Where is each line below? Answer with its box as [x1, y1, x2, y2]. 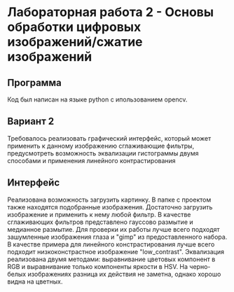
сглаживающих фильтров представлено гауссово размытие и [7, 218, 194, 226]
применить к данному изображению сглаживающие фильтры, [7, 141, 195, 150]
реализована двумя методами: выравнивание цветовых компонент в [7, 255, 216, 263]
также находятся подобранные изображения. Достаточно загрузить [7, 202, 213, 211]
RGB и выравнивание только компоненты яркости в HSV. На [7, 262, 188, 270]
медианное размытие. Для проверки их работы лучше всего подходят [7, 225, 220, 233]
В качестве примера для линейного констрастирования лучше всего [7, 239, 215, 249]
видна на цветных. [7, 277, 63, 286]
